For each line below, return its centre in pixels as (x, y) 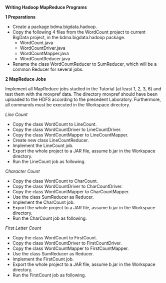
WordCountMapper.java (44, 53)
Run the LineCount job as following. (49, 162)
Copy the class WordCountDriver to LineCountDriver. (67, 129)
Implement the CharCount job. (43, 202)
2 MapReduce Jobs (26, 79)
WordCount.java (36, 43)
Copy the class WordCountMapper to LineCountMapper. (70, 135)
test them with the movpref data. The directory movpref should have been (81, 94)
